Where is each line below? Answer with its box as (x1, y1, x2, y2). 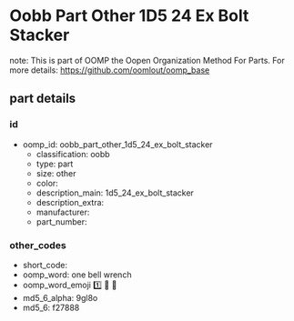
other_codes (9, 238, 66, 251)
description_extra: (35, 196, 105, 207)
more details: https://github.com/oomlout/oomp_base (9, 65, 210, 75)
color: (35, 177, 59, 188)
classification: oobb (35, 148, 111, 159)
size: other (35, 167, 76, 178)
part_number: (35, 216, 87, 227)
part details (9, 91, 76, 106)
